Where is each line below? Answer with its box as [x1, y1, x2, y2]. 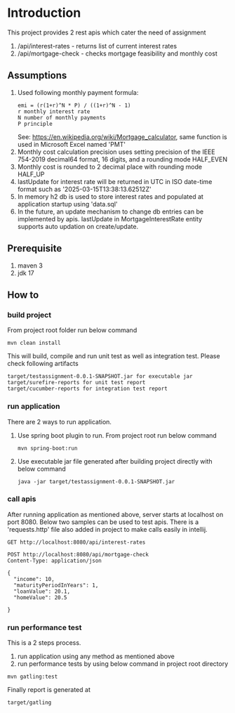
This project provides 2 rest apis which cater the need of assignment [7, 28, 206, 37]
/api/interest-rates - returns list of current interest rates [17, 41, 177, 50]
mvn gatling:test [7, 673, 58, 681]
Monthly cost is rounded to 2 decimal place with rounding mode [17, 162, 203, 171]
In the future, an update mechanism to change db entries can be [17, 207, 204, 216]
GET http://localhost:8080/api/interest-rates [7, 539, 146, 546]
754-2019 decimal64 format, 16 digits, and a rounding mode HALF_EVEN [17, 155, 228, 163]
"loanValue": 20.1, [13, 588, 71, 595]
